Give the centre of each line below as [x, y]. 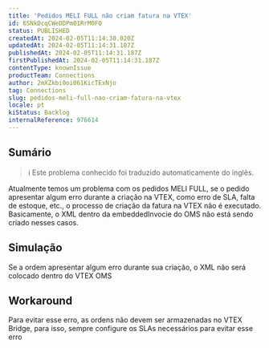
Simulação [35, 248]
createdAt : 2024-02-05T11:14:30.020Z [71, 38]
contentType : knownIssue [50, 68]
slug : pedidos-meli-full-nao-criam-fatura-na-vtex [95, 98]
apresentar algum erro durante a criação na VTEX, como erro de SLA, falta [132, 196]
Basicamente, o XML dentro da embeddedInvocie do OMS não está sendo [131, 214]
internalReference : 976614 [53, 120]
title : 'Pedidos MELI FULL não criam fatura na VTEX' [100, 16]
